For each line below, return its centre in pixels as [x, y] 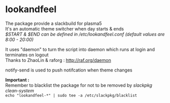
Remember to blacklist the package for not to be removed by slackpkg [79, 85]
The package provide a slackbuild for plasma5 [54, 23]
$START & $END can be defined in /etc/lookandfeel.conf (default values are [85, 34]
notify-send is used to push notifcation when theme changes [69, 70]
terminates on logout [27, 55]
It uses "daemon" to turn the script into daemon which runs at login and [80, 49]
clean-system [20, 90]
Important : [17, 80]
